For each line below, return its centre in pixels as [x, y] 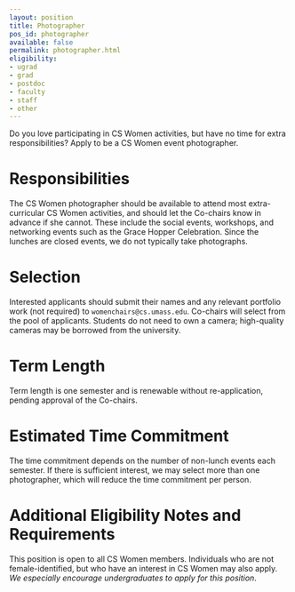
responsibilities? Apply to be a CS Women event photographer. [124, 143]
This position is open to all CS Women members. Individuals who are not [142, 559]
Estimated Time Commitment [119, 436]
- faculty [28, 92]
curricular [27, 213]
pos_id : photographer [49, 34]
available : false [41, 42]
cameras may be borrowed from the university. [95, 331]
